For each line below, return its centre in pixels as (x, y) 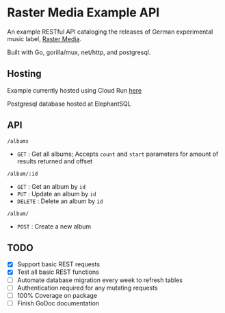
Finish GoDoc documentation (58, 303)
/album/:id (23, 174)
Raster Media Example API (83, 13)
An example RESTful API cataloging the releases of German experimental (110, 32)
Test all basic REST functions (58, 272)
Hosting (25, 74)
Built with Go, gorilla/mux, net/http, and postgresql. (79, 52)
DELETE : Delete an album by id (60, 201)
